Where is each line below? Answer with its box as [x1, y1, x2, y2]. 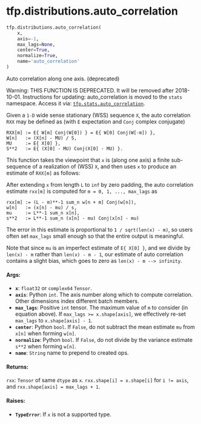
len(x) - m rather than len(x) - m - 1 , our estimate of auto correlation [6, 251, 183, 258]
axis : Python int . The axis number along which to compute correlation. [15, 291, 193, 299]
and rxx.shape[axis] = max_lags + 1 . [6, 383, 100, 391]
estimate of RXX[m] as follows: [6, 169, 81, 176]
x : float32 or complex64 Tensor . [15, 285, 92, 292]
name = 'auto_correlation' [17, 58, 80, 64]
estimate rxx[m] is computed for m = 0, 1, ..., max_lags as [6, 187, 157, 195]
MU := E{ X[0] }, [6, 140, 61, 147]
